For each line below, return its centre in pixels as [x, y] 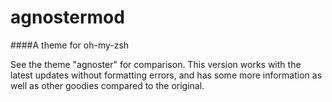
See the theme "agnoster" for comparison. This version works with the [156, 64]
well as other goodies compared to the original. [107, 85]
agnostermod [67, 17]
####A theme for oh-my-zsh [70, 45]
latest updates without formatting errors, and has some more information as [166, 75]
